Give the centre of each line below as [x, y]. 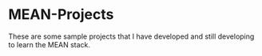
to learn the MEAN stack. [49, 44]
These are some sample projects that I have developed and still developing [131, 36]
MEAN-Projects [61, 15]
